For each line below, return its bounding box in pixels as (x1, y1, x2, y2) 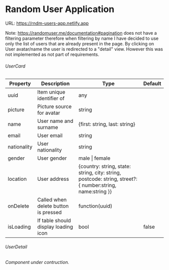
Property (9, 80, 31, 87)
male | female (78, 155, 111, 162)
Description (41, 80, 70, 87)
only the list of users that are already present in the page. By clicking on (5, 40, 154, 46)
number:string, (81, 182, 117, 189)
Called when (37, 196, 67, 204)
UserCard (5, 63, 26, 69)
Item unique (37, 89, 65, 96)
